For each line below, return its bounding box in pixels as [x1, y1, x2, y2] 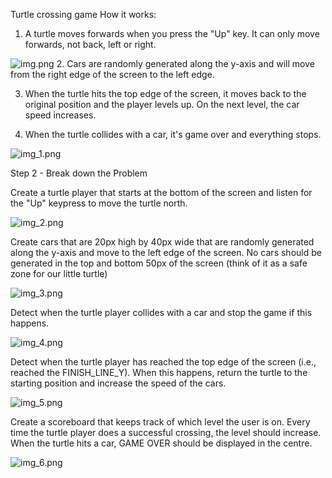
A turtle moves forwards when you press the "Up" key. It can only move [24, 28, 320, 39]
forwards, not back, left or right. [24, 39, 157, 50]
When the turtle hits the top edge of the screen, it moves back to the [24, 88, 307, 99]
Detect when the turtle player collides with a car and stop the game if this [10, 307, 313, 318]
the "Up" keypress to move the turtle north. [10, 197, 188, 209]
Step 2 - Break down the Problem [10, 167, 148, 179]
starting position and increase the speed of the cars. [10, 377, 227, 389]
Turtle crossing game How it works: [10, 9, 157, 20]
